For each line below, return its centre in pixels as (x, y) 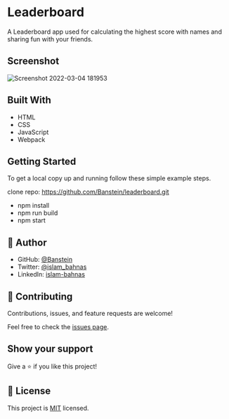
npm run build (38, 213)
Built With (29, 100)
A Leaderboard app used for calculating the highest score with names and (115, 32)
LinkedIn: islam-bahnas (51, 274)
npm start (31, 220)
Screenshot (33, 61)
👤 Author (27, 242)
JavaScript (33, 132)
